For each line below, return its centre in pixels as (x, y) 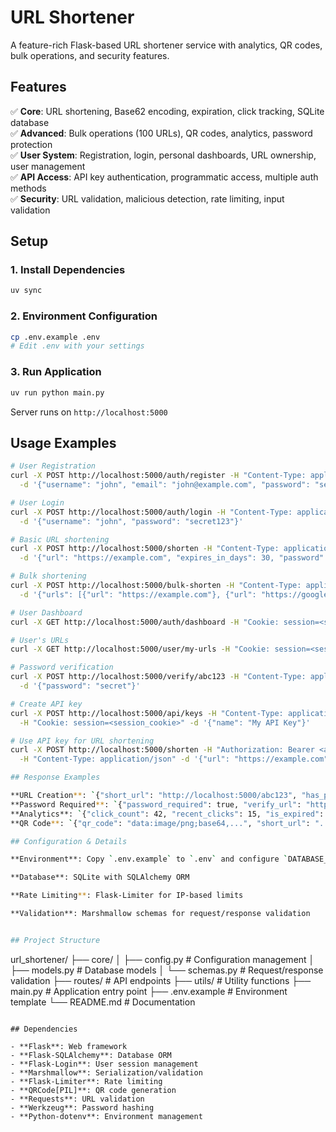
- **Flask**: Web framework (69, 1046)
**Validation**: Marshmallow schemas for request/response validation (160, 914)
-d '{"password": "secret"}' (80, 686)
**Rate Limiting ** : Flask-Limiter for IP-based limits (127, 896)
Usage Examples (63, 442)
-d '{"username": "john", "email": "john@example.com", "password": (165, 485)
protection (31, 144)
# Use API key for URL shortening (82, 741)
